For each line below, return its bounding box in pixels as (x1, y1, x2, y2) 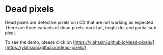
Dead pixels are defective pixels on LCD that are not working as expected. (5, 19, 155, 25)
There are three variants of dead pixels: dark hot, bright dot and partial (5, 24, 148, 30)
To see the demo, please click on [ (5, 39, 75, 45)
